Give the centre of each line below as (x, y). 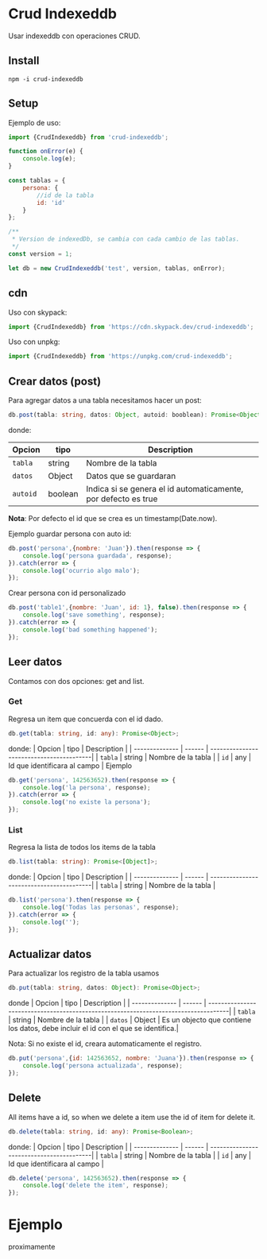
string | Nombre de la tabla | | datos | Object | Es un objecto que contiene (132, 1020)
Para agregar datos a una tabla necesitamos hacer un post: (105, 400)
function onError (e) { (46, 152)
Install (24, 61)
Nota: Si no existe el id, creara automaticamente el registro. (105, 1044)
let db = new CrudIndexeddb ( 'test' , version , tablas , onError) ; (117, 268)
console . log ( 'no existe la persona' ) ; (87, 802)
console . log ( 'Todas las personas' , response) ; (101, 908)
